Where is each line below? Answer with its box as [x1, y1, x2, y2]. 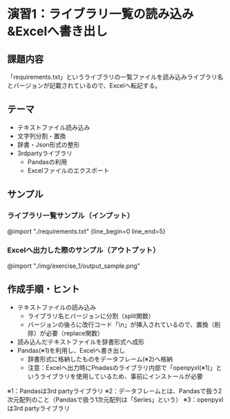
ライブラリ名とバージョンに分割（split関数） [27, 311, 155, 320]
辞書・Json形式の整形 [17, 140, 80, 148]
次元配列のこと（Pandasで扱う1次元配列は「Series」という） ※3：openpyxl [7, 395, 224, 404]
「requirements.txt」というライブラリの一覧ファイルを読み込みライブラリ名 [7, 73, 224, 81]
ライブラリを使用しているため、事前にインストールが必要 [39, 372, 203, 380]
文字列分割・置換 [17, 132, 66, 140]
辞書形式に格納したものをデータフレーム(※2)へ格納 [27, 355, 173, 363]
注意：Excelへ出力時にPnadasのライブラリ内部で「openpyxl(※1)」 [27, 363, 216, 371]
